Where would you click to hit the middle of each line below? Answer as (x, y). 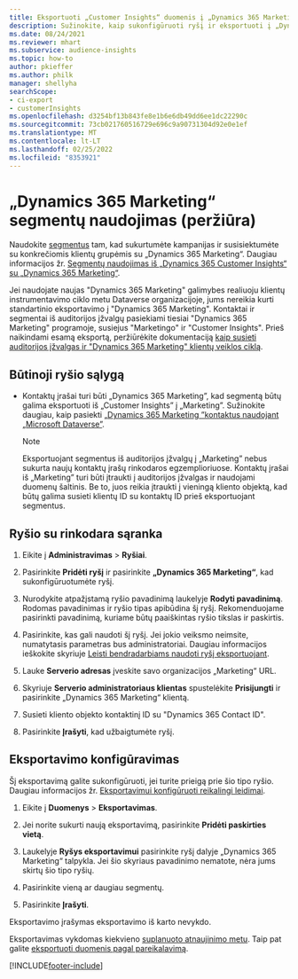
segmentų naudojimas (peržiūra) (133, 220)
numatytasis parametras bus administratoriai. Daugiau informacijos (145, 645)
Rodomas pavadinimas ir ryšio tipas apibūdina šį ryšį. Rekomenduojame (153, 608)
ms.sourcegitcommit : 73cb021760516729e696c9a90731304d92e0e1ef (129, 125)
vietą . (33, 834)
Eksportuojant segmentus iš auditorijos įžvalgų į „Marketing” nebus (145, 458)
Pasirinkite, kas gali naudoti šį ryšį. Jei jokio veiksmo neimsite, (135, 635)
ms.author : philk (41, 75)
